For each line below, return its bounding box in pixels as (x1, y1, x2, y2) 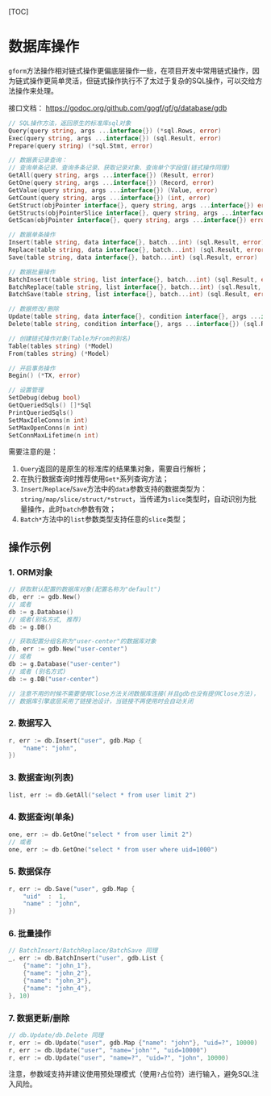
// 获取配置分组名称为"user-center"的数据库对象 (8, 638, 156, 646)
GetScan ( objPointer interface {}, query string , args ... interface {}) (8, 216, 248, 224)
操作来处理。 (15, 86, 58, 95)
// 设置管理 (8, 387, 44, 395)
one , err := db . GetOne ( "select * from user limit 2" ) (8, 830, 194, 839)
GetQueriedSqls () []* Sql (8, 401, 92, 410)
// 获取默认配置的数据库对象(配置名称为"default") (8, 585, 161, 594)
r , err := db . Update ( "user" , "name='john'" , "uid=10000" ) (8, 1046, 207, 1054)
